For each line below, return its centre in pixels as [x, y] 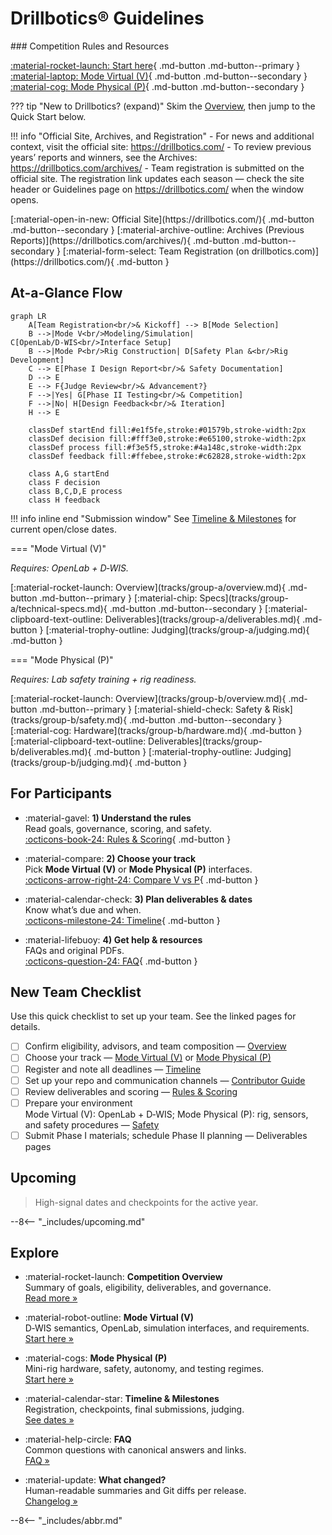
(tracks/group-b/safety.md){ [69, 719]
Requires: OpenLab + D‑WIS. [70, 568]
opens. [24, 199]
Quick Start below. [48, 116]
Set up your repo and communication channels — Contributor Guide [165, 1080]
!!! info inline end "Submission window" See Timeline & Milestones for [153, 518]
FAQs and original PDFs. [74, 950]
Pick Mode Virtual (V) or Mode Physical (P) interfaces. [138, 869]
